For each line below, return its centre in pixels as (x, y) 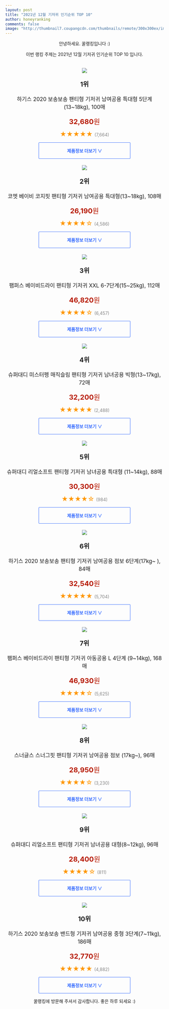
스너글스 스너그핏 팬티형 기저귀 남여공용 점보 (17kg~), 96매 (84, 756)
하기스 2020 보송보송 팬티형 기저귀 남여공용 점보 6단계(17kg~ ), (84, 562)
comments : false (22, 24)
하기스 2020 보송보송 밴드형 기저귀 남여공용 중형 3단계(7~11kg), (84, 934)
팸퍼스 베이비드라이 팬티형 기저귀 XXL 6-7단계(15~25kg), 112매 (84, 286)
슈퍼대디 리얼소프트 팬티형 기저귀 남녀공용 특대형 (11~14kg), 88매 (84, 472)
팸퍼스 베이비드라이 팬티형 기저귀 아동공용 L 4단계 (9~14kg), (79, 658)
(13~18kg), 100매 (84, 107)
